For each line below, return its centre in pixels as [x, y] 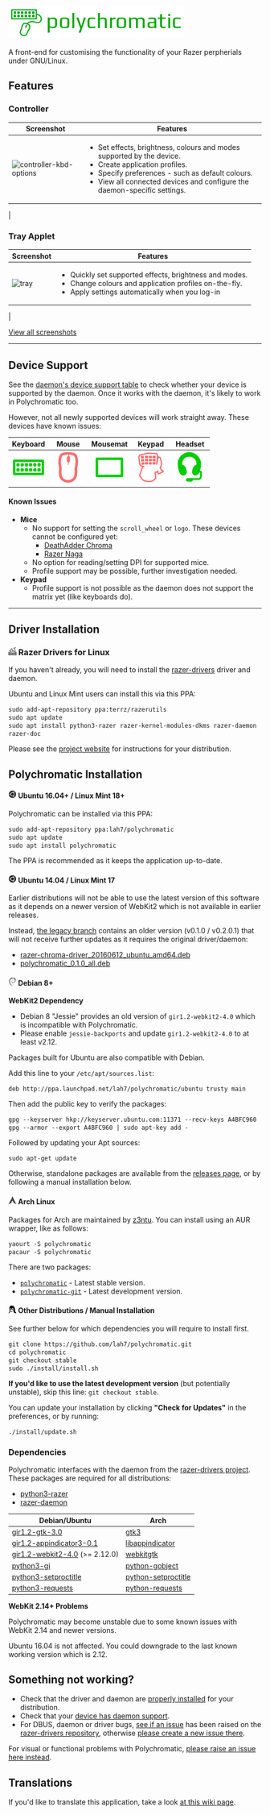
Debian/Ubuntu [65, 1520]
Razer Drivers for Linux [64, 653]
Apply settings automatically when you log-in [145, 292]
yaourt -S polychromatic [50, 1244]
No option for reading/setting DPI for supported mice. [121, 562]
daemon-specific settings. [142, 190]
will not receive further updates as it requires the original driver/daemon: [128, 939]
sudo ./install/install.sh [53, 1369]
